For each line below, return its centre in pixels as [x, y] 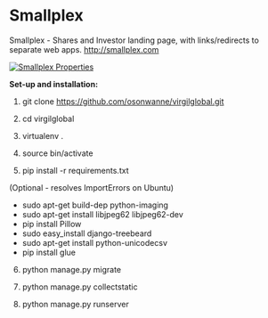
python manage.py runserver [75, 304]
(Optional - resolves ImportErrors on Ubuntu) [92, 187]
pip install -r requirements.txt [75, 170]
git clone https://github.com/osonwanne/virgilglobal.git [123, 101]
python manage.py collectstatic [80, 287]
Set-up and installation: [54, 84]
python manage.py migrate [72, 269]
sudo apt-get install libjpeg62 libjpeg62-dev [103, 214]
